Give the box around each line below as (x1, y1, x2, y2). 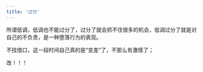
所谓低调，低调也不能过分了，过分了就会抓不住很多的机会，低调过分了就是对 (6, 26, 197, 33)
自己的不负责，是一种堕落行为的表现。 (6, 34, 101, 41)
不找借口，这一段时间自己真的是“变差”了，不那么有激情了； (6, 46, 154, 53)
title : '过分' (6, 8, 40, 15)
